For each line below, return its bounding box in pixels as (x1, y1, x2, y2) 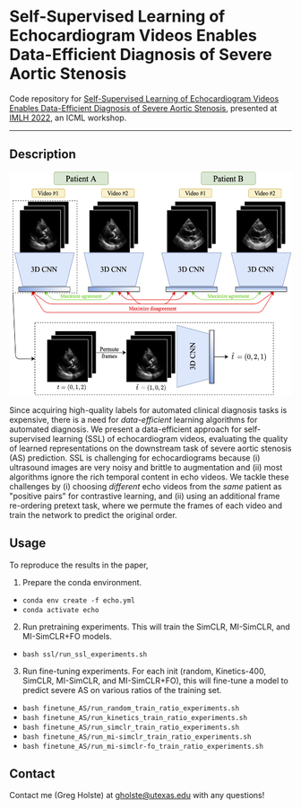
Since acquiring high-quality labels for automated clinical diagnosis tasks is (9, 404, 288, 415)
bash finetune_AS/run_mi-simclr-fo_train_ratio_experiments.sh (21, 742, 264, 751)
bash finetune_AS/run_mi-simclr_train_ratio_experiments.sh (21, 732, 252, 742)
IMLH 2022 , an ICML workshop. (9, 112, 127, 123)
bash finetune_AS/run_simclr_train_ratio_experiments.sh (21, 723, 240, 732)
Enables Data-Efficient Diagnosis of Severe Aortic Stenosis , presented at (9, 102, 278, 113)
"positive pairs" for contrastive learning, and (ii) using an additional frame (9, 490, 280, 501)
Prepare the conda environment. (21, 576, 142, 587)
